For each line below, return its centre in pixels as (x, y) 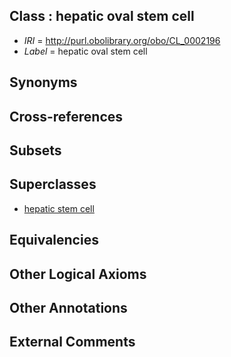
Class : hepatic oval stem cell (102, 16)
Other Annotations (68, 307)
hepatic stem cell (59, 208)
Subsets (35, 150)
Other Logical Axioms (78, 274)
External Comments (72, 342)
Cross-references (66, 116)
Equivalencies (54, 240)
